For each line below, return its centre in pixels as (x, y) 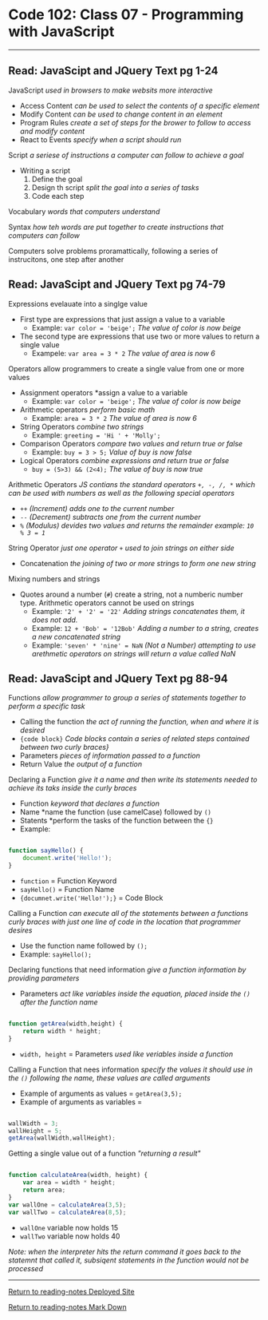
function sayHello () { (46, 851)
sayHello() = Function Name (67, 889)
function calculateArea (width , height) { (78, 1175)
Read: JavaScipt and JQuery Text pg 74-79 (117, 285)
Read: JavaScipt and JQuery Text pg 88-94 (118, 678)
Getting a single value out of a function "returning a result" (104, 1154)
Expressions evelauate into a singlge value (78, 303)
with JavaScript (61, 32)
